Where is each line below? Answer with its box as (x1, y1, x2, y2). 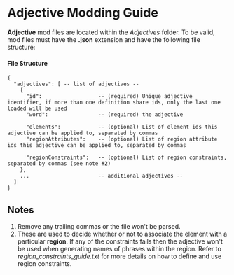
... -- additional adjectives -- (20, 173, 184, 180)
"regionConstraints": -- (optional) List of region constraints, (25, 154, 228, 162)
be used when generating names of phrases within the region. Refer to (17, 244, 222, 253)
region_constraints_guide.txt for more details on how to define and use (17, 252, 222, 260)
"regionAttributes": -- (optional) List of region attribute (25, 136, 218, 143)
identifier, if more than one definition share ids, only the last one (7, 99, 221, 106)
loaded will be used (7, 105, 68, 113)
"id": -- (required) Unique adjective (25, 93, 193, 100)
